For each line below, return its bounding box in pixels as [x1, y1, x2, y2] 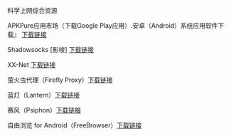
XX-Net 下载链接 [7, 61, 56, 69]
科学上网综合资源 [7, 6, 58, 14]
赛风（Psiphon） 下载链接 [7, 106, 82, 114]
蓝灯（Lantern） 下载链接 [7, 91, 80, 99]
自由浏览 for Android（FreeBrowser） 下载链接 [7, 121, 142, 130]
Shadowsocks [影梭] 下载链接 [7, 46, 95, 53]
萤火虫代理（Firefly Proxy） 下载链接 [7, 75, 113, 84]
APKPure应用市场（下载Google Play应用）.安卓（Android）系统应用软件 [7, 21, 218, 30]
